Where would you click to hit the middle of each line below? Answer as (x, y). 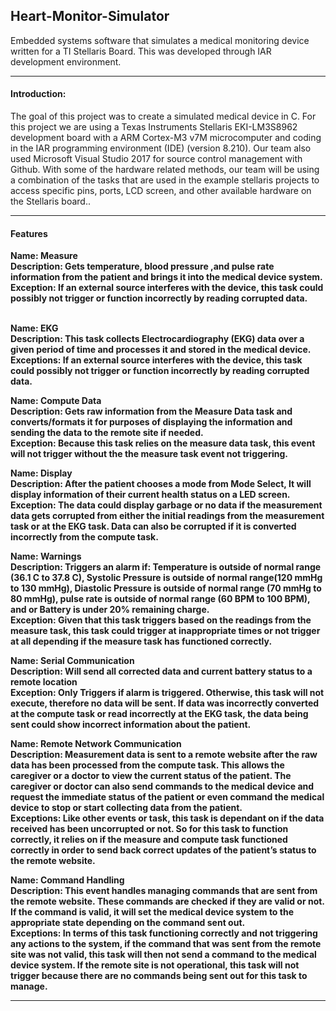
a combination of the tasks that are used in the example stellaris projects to (165, 180)
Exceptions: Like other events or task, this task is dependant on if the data (167, 818)
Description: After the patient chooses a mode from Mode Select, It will (161, 484)
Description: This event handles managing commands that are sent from (164, 891)
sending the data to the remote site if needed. (107, 433)
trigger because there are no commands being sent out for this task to (159, 976)
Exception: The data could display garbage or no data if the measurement (166, 505)
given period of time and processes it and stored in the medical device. (161, 350)
